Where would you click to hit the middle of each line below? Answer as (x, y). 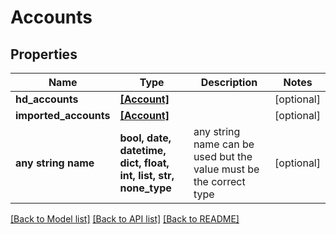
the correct (219, 181)
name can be (224, 144)
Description (229, 82)
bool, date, (145, 138)
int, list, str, (147, 175)
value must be (226, 169)
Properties (44, 54)
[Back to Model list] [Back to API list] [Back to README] (125, 219)
